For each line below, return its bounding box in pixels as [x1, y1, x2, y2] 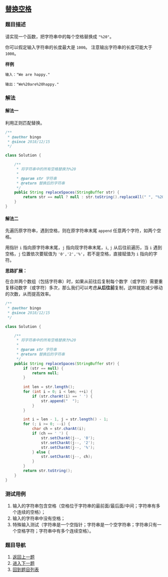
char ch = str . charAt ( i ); [31, 426, 86, 431]
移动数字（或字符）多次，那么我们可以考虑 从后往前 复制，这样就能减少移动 [9, 285, 163, 291]
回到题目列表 [12, 566, 39, 572]
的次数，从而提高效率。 [5, 291, 53, 297]
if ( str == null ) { [23, 366, 64, 371]
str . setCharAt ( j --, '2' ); [40, 440, 95, 445]
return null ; [31, 371, 59, 376]
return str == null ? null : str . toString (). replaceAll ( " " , [23, 195, 153, 200]
